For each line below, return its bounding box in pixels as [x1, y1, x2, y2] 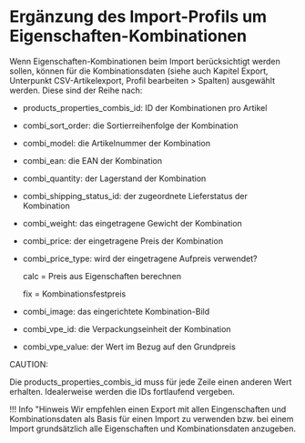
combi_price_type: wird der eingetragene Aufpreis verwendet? [22, 253, 258, 264]
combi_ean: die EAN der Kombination [22, 155, 163, 166]
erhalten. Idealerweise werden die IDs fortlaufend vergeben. [9, 386, 235, 397]
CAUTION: [9, 358, 48, 369]
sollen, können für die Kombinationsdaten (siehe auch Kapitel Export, [9, 65, 269, 76]
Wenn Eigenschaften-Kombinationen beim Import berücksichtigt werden [9, 55, 280, 66]
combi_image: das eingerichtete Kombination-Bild [22, 306, 210, 317]
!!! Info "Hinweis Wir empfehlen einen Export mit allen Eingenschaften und [9, 403, 287, 415]
